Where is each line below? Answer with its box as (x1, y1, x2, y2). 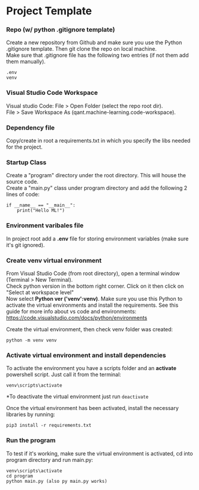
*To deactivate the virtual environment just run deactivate (6, 393, 149, 400)
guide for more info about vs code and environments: (6, 307, 137, 315)
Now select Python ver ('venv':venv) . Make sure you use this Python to (6, 295, 183, 302)
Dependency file (6, 124, 55, 132)
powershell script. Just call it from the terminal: (6, 371, 122, 378)
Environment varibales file (6, 221, 84, 230)
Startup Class (6, 158, 46, 167)
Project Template (6, 4, 92, 18)
